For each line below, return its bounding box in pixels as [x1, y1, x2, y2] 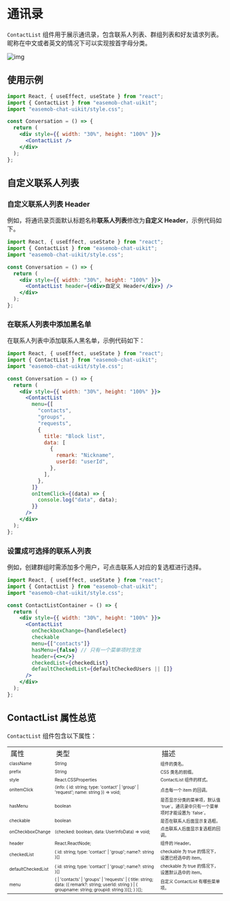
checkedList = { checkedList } [31, 659, 109, 666]
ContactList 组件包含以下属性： [7, 731, 97, 740]
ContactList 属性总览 [7, 712, 97, 724]
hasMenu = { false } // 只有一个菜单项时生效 [31, 646, 142, 653]
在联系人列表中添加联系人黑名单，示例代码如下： [7, 337, 145, 345]
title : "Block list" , [43, 433, 106, 440]
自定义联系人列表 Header [7, 199, 90, 209]
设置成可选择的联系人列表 [7, 546, 92, 556]
